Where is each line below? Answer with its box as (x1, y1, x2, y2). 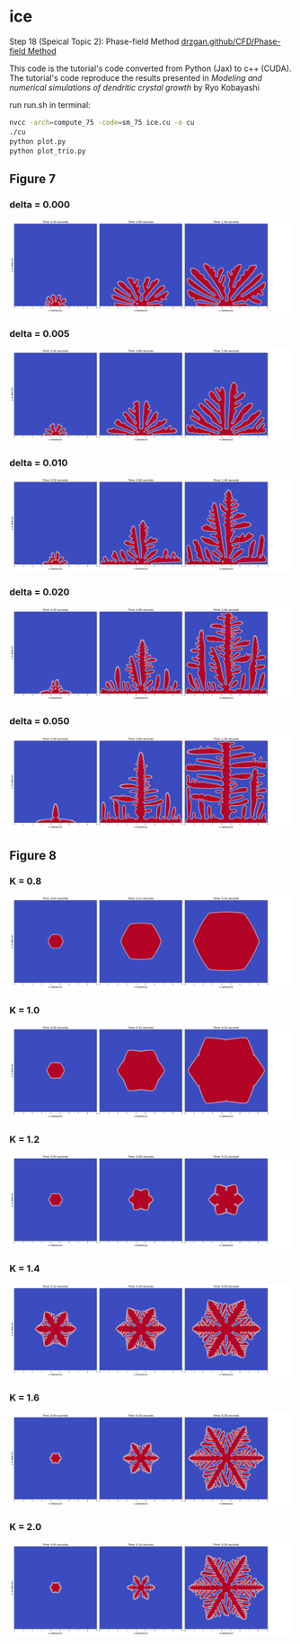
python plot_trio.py (9, 146, 87, 155)
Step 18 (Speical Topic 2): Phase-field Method (9, 36, 180, 47)
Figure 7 (9, 171, 57, 186)
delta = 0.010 (9, 456, 68, 469)
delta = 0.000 (9, 198, 70, 210)
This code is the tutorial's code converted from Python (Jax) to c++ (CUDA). (9, 63, 292, 74)
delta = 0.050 (9, 715, 70, 728)
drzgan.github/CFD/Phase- (181, 36, 281, 47)
